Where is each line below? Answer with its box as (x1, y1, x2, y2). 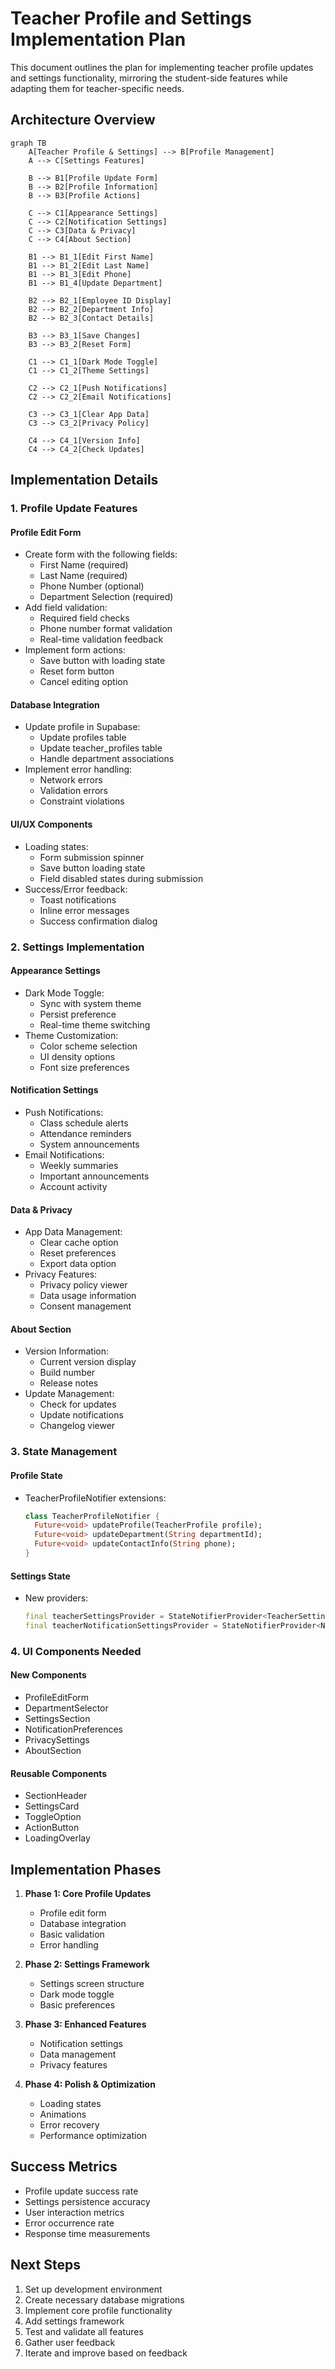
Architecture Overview (10, 112, 156, 129)
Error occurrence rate (24, 2217, 115, 2229)
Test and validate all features (24, 2325, 144, 2337)
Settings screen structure (39, 1978, 145, 1989)
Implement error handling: (24, 763, 133, 776)
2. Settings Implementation (10, 940, 145, 954)
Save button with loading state (39, 655, 166, 667)
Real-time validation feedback (39, 633, 164, 646)
